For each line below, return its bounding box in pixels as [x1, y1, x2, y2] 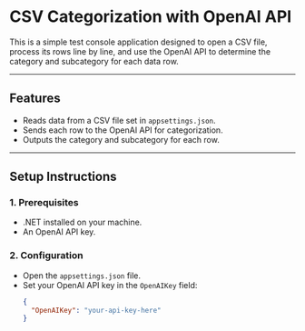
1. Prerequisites [9, 196, 79, 209]
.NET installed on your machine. [22, 216, 143, 228]
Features [9, 91, 61, 106]
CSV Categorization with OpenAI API [9, 6, 292, 27]
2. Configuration [9, 249, 84, 262]
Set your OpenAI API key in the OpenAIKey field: [22, 279, 198, 290]
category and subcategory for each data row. [9, 55, 179, 66]
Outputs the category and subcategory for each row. [22, 134, 220, 145]
